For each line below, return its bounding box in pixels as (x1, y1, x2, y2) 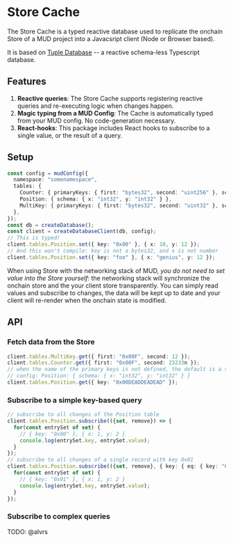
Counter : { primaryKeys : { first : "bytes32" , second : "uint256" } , (19, 189, 218, 196)
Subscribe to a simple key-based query (7, 395, 142, 404)
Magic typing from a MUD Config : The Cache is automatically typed (17, 109, 214, 117)
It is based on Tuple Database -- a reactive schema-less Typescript (7, 48, 200, 56)
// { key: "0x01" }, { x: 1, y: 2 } (19, 475, 126, 482)
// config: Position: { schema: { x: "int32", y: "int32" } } (7, 372, 191, 379)
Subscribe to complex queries (7, 512, 111, 521)
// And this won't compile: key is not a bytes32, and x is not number (7, 248, 218, 255)
